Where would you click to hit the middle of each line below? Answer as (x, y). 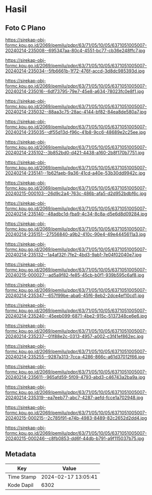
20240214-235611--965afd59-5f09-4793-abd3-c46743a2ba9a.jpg (75, 377)
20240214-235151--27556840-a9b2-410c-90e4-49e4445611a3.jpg (75, 234)
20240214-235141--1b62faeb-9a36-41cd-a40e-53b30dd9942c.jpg (75, 173)
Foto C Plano (25, 28)
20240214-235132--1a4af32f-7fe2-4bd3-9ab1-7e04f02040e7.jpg (73, 255)
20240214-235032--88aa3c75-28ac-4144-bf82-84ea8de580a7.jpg (76, 112)
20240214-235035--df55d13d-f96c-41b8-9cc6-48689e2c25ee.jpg (75, 132)
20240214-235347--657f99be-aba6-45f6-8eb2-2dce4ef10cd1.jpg (75, 295)
